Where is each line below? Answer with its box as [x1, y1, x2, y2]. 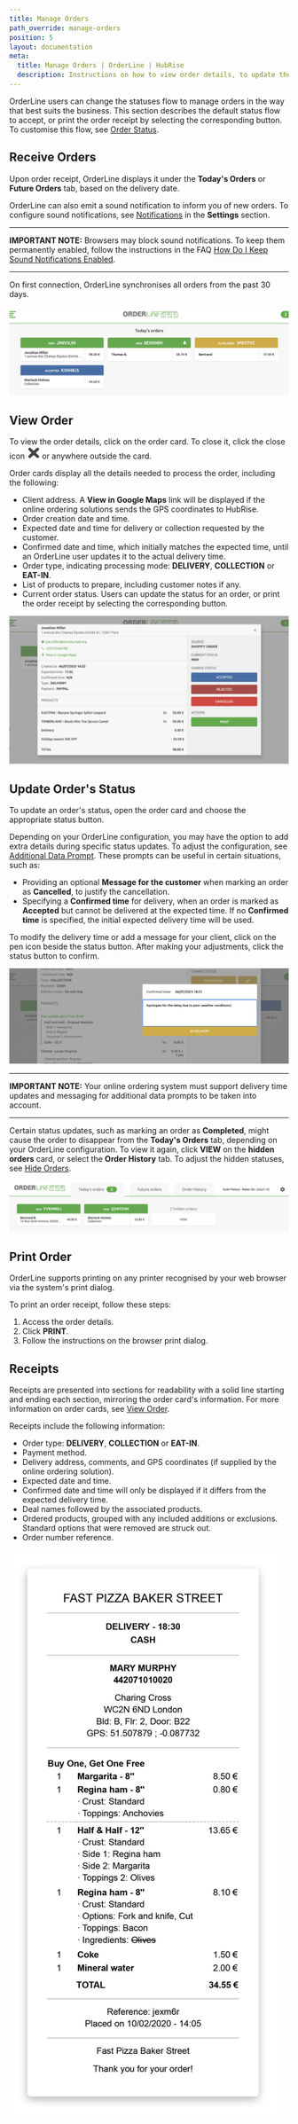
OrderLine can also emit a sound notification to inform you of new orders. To [9, 200, 289, 210]
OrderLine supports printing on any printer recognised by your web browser [9, 1273, 286, 1283]
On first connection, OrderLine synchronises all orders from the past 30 [9, 279, 271, 290]
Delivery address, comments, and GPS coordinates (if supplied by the [21, 1456, 277, 1467]
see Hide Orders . [9, 1163, 72, 1173]
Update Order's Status [9, 781, 136, 796]
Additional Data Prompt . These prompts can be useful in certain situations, [9, 850, 282, 861]
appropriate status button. [9, 814, 105, 825]
